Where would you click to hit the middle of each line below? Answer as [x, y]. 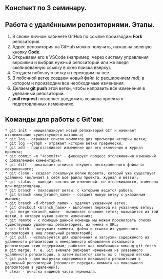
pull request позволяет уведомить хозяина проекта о [68, 99]
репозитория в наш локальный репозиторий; [49, 233]
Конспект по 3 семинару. [46, 8]
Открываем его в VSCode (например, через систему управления [80, 57]
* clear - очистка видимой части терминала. [51, 272]
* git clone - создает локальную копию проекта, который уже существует [81, 173]
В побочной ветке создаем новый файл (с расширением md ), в [78, 78]
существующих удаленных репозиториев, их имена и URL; [62, 225]
